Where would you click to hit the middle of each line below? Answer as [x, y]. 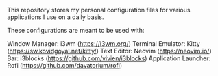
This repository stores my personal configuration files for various [99, 10]
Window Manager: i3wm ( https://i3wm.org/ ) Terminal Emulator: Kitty [104, 43]
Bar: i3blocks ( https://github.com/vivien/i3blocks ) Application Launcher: [109, 58]
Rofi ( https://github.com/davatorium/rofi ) [64, 65]
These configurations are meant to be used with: [76, 30]
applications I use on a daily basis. [56, 17]
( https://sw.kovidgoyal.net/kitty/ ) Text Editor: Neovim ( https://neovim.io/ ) [109, 51]
